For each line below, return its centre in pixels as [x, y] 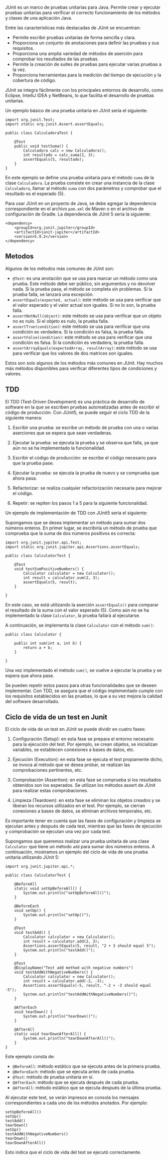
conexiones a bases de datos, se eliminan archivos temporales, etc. [82, 811]
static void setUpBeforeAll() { [48, 889]
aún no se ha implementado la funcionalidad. [59, 448]
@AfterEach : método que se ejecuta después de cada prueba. [76, 1082]
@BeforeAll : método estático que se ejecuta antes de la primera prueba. [87, 1066]
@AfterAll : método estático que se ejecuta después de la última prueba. [87, 1088]
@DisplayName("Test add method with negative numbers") [74, 968]
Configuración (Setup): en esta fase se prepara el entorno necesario [83, 739]
